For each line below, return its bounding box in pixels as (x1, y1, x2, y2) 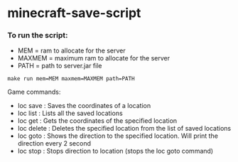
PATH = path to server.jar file (17, 62, 102, 70)
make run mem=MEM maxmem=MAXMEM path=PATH (7, 75, 135, 82)
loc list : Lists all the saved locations (17, 109, 123, 118)
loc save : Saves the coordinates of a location (17, 102, 151, 110)
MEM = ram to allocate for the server (17, 46, 126, 55)
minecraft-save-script (7, 5, 141, 21)
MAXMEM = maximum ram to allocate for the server (17, 54, 171, 63)
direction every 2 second (17, 139, 91, 148)
